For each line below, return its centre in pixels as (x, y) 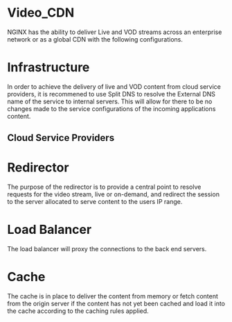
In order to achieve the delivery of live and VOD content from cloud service (114, 86)
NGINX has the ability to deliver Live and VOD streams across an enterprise (115, 32)
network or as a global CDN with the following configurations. (95, 39)
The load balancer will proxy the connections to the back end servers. (107, 249)
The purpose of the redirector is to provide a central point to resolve (104, 187)
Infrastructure (48, 68)
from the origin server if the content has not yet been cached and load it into (116, 304)
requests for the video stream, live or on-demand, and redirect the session (114, 194)
